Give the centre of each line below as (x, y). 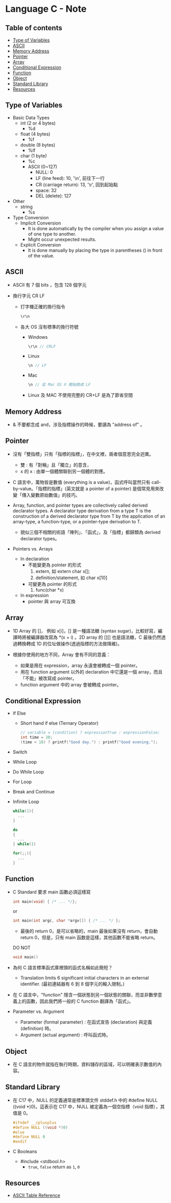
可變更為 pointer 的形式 (52, 584)
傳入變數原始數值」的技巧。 (51, 495)
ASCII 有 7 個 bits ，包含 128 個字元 (50, 284)
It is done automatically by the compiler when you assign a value (96, 228)
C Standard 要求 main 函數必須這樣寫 (52, 892)
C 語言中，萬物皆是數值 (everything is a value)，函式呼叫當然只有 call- (87, 482)
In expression (34, 595)
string (27, 207)
